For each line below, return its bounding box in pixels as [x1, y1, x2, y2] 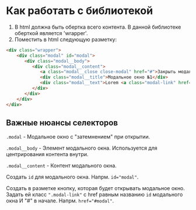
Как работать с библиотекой [6, 4, 153, 18]
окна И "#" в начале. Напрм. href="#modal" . [6, 197, 114, 204]
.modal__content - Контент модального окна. [6, 162, 117, 169]
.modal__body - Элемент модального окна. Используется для [6, 144, 157, 152]
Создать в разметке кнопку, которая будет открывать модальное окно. [6, 185, 185, 192]
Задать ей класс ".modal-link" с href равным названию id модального [6, 191, 183, 198]
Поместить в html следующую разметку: [14, 36, 117, 43]
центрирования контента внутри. [6, 151, 89, 158]
